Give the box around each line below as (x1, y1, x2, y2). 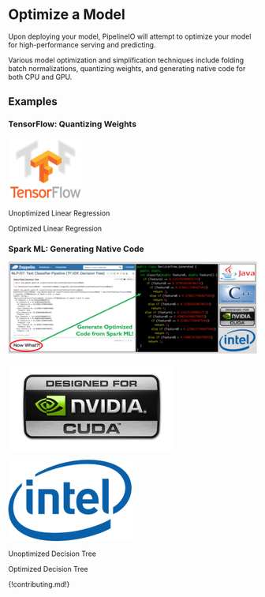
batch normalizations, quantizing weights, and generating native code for (8, 63, 246, 73)
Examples (8, 95, 58, 108)
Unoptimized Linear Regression (8, 208, 110, 218)
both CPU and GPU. (8, 72, 73, 81)
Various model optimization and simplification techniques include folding (8, 55, 244, 65)
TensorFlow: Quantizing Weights (8, 118, 136, 130)
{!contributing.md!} (8, 579, 70, 589)
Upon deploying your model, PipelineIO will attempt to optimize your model (8, 32, 252, 41)
